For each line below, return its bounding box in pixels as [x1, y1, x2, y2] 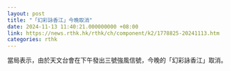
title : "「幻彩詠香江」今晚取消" [7, 17, 93, 24]
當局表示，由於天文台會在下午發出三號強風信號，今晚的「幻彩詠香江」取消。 [7, 56, 227, 65]
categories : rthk [7, 36, 58, 43]
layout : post [7, 10, 45, 17]
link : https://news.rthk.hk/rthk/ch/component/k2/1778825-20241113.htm [7, 29, 220, 37]
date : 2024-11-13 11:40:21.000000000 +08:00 [7, 23, 139, 30]
